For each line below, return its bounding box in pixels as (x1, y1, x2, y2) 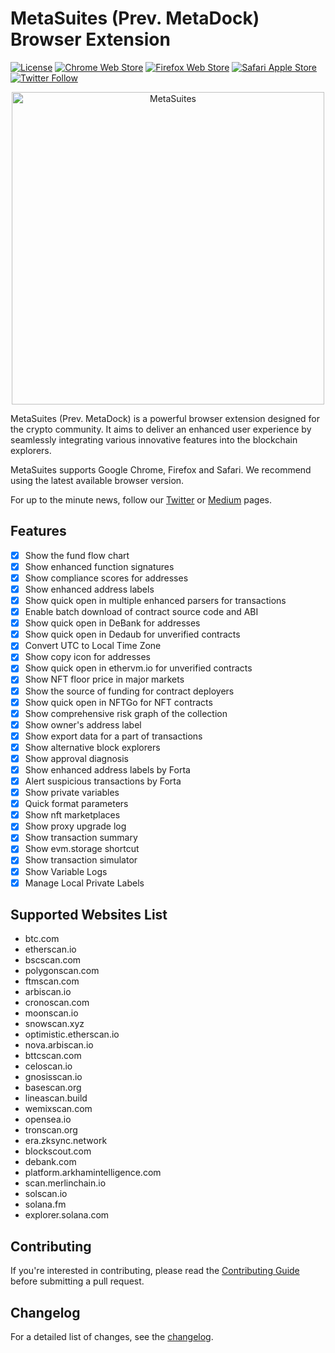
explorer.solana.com (24, 1209, 110, 1221)
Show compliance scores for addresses (24, 572, 189, 584)
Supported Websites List (10, 907, 168, 924)
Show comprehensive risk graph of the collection (24, 707, 228, 719)
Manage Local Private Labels (24, 877, 145, 889)
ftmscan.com (24, 975, 80, 987)
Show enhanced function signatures (24, 560, 175, 572)
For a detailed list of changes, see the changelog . (10, 1331, 214, 1343)
